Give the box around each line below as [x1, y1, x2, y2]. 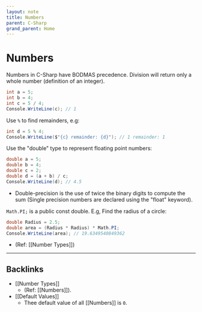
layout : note [6, 8, 39, 15]
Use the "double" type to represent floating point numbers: [6, 145, 152, 152]
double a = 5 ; [6, 157, 42, 163]
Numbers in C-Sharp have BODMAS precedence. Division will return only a [6, 71, 192, 79]
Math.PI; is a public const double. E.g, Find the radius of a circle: [6, 208, 167, 215]
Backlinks [6, 264, 44, 274]
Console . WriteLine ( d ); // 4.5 [6, 178, 82, 185]
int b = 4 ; [6, 95, 34, 101]
